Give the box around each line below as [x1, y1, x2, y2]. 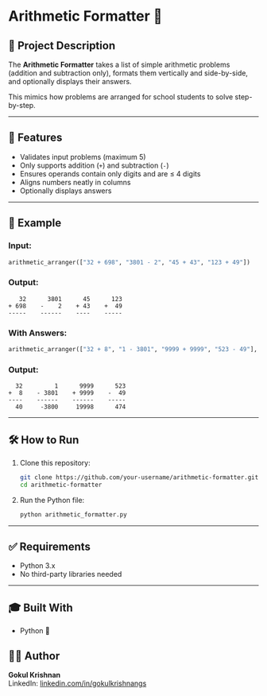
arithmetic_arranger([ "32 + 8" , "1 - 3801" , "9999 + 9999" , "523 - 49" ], [8, 345, 258, 353]
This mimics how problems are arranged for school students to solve [8, 92, 234, 102]
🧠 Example [8, 216, 62, 230]
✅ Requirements [8, 539, 91, 553]
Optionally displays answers [19, 186, 112, 195]
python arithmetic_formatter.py [19, 510, 127, 519]
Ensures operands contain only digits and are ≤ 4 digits [19, 168, 201, 178]
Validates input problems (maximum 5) [19, 152, 146, 161]
